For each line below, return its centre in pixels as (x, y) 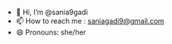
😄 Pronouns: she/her (51, 32)
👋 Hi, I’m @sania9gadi (52, 12)
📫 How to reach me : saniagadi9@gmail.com (90, 21)
